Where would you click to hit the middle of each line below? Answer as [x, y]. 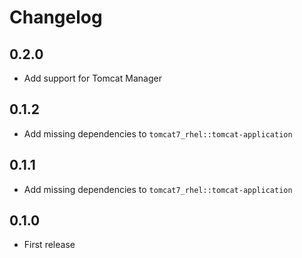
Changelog [56, 17]
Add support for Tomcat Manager [92, 78]
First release [49, 245]
